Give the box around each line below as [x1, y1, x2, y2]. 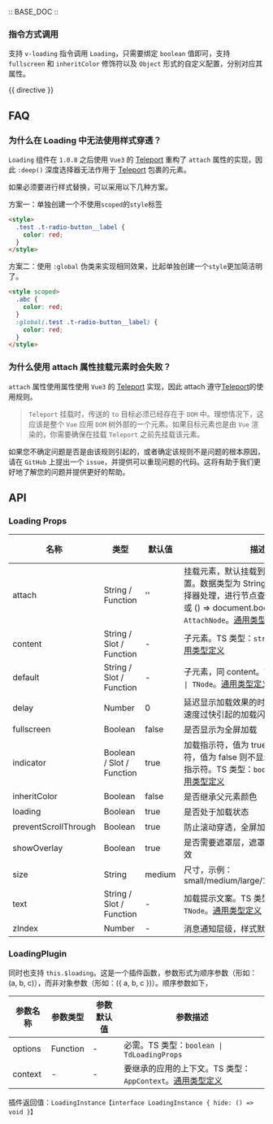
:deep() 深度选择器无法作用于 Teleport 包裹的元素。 [17, 164, 191, 174]
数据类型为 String [200, 578, 266, 589]
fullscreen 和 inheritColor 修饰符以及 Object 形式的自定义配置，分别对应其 [8, 59, 263, 68]
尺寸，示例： [184, 865, 233, 876]
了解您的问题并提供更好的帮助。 [22, 467, 130, 476]
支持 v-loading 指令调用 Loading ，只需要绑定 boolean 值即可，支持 [8, 49, 231, 59]
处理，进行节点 [200, 590, 258, 601]
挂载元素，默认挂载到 [184, 566, 266, 577]
